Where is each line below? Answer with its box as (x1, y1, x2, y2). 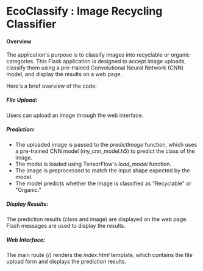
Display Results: (6, 200, 49, 208)
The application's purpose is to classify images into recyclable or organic (6, 51, 190, 58)
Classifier (6, 17, 57, 31)
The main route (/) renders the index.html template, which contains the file (6, 252, 193, 259)
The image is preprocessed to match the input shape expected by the (15, 167, 190, 174)
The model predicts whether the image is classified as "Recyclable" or (15, 180, 192, 187)
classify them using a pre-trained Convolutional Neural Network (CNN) (6, 64, 184, 71)
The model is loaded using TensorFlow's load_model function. (15, 160, 172, 168)
